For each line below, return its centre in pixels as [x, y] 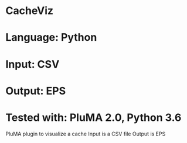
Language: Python [51, 38]
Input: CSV [33, 64]
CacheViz [30, 11]
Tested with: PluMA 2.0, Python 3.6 [93, 117]
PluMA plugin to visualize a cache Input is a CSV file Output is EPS [86, 134]
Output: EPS [36, 91]
